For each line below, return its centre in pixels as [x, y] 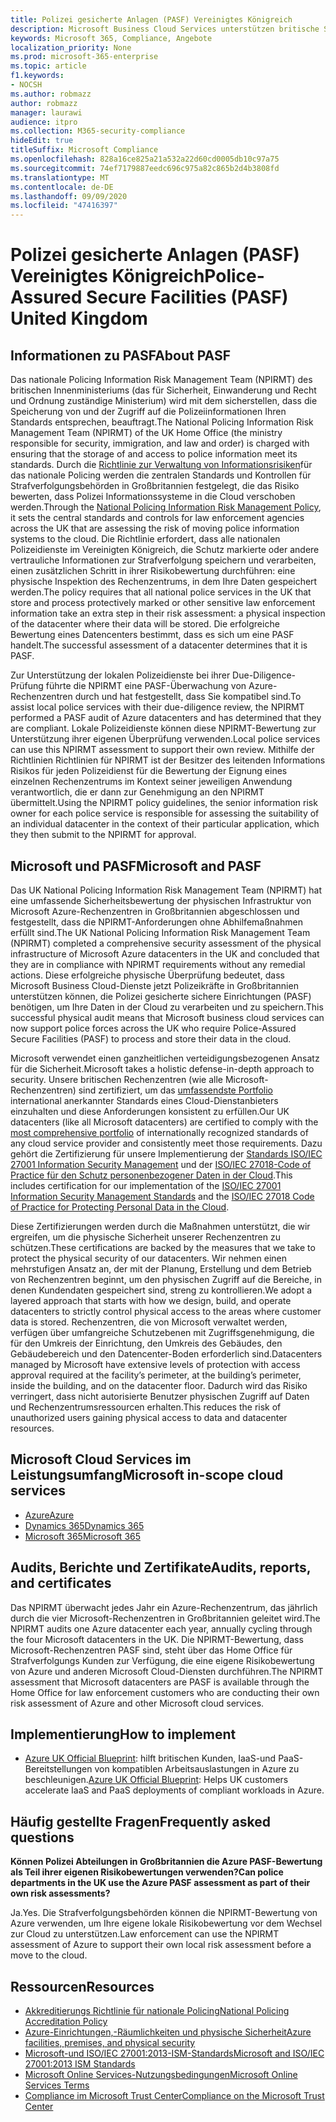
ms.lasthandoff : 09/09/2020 [69, 196]
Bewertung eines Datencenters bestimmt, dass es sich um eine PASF [152, 635]
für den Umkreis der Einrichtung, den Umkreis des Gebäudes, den [146, 1343]
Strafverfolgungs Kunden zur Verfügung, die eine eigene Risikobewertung [162, 1660]
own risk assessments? [60, 1893]
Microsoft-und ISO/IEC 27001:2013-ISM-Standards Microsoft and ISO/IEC [174, 2053]
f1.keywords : [37, 76]
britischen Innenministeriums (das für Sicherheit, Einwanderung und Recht [163, 390]
